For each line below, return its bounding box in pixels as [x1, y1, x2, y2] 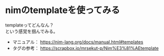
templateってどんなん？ [5, 22, 54, 28]
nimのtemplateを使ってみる [5, 4, 120, 16]
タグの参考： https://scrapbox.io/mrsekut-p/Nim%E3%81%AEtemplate [12, 45, 159, 51]
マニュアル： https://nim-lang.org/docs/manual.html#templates [12, 38, 143, 45]
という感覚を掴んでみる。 [5, 28, 58, 34]
